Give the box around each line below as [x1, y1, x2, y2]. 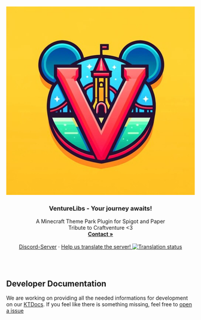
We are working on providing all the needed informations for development [6, 294, 188, 301]
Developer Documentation [6, 278, 106, 289]
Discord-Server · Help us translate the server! [19, 243, 132, 251]
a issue [6, 307, 24, 315]
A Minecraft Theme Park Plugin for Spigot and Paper [35, 218, 166, 225]
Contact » [87, 230, 114, 238]
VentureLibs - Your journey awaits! [48, 204, 153, 212]
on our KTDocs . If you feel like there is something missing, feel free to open [6, 301, 193, 308]
